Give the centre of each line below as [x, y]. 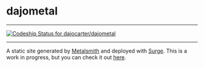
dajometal [32, 11]
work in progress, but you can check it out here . [66, 57]
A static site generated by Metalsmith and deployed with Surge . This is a [97, 51]
